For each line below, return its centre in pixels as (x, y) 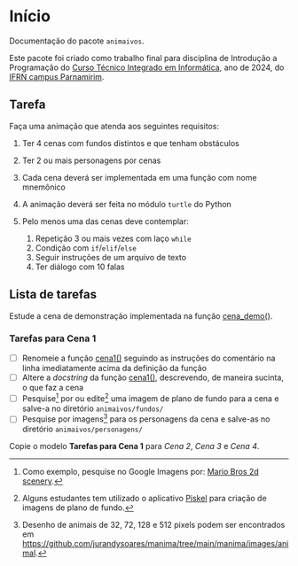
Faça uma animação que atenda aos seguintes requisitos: (114, 126)
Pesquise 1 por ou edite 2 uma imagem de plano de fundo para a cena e (150, 398)
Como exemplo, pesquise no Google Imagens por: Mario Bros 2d (140, 472)
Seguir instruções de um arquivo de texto (111, 257)
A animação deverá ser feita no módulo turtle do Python (127, 204)
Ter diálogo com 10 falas (80, 267)
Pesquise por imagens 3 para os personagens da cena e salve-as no (146, 418)
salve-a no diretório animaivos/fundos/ (93, 408)
